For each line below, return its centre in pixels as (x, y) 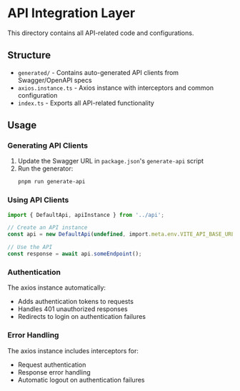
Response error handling (54, 372)
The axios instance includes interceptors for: (73, 350)
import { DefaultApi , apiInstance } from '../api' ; (86, 215)
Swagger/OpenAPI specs (55, 80)
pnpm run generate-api (51, 182)
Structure (29, 55)
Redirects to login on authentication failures (82, 317)
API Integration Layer (71, 13)
